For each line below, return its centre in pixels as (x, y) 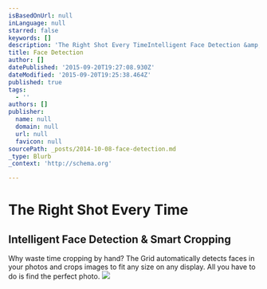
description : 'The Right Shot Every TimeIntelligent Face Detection (124, 45)
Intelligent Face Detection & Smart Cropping (120, 239)
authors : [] (28, 104)
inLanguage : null (37, 23)
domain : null (37, 127)
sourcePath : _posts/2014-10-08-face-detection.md (92, 149)
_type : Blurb (30, 156)
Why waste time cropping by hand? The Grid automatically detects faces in (132, 259)
